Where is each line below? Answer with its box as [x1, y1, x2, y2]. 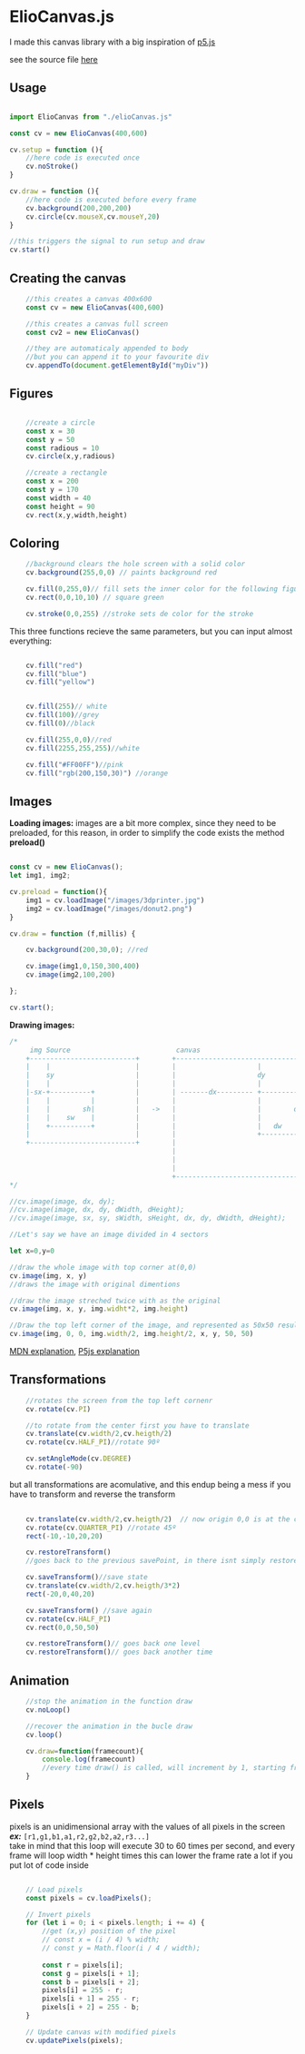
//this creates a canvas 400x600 [25, 294, 152, 303]
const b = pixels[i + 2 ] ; [42, 1977, 141, 1987]
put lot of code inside [9, 1859, 89, 1871]
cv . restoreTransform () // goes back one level [25, 1639, 202, 1648]
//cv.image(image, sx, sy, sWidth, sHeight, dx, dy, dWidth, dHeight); [9, 1214, 286, 1223]
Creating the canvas [9, 270, 127, 286]
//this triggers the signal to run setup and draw [9, 237, 205, 246]
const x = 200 [25, 477, 79, 486]
